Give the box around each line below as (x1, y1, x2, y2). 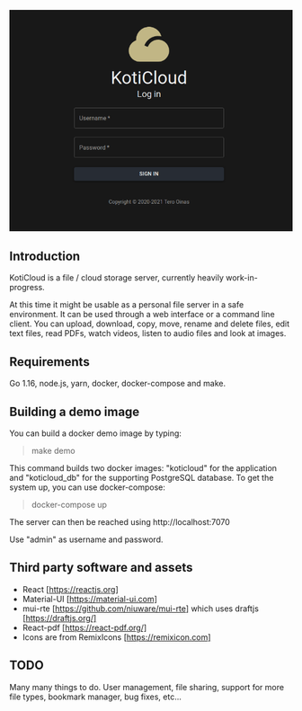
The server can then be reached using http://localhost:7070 (9, 516, 231, 527)
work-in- (226, 272, 258, 283)
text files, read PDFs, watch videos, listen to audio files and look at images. (9, 328, 287, 339)
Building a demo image (9, 404, 140, 419)
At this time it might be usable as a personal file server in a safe (9, 299, 244, 310)
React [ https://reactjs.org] (22, 583, 119, 594)
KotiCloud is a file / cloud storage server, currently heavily (9, 272, 225, 283)
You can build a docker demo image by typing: (9, 428, 182, 439)
